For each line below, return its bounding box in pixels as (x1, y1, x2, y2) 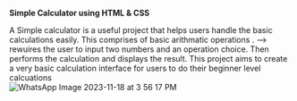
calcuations (9, 72, 52, 83)
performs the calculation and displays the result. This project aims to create (9, 54, 288, 63)
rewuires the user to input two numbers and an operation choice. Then (9, 44, 270, 55)
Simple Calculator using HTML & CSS (9, 8, 150, 18)
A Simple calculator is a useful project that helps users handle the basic (9, 25, 273, 35)
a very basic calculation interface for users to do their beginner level (9, 63, 261, 73)
